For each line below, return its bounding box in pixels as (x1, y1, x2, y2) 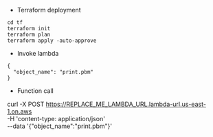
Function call (16, 87, 54, 95)
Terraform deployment (16, 6, 81, 14)
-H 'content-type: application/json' (7, 115, 105, 123)
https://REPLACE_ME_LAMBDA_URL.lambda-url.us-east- (45, 100, 206, 108)
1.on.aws (7, 107, 32, 116)
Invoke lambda (16, 50, 59, 57)
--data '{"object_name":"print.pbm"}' (7, 122, 112, 130)
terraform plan (7, 31, 51, 38)
